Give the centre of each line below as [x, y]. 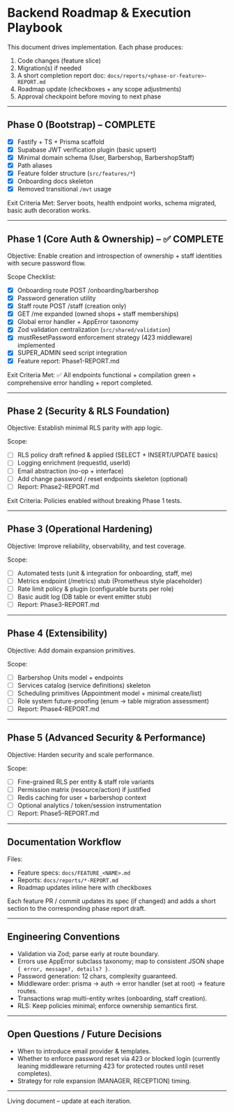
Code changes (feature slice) [59, 60]
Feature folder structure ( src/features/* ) [76, 173]
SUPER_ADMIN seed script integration [72, 353]
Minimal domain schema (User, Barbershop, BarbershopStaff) [106, 157]
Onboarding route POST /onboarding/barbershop [88, 290]
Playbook [35, 28]
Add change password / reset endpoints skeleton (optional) [102, 478]
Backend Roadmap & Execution [99, 13]
